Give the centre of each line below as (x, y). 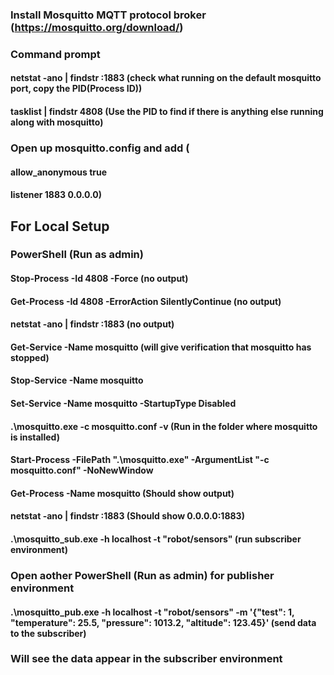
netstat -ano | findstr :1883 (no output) (92, 324)
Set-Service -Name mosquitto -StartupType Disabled (123, 404)
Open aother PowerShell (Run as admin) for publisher (142, 575)
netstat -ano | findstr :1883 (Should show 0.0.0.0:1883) (127, 516)
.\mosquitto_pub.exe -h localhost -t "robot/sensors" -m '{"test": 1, (152, 612)
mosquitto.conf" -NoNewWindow (82, 470)
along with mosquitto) (57, 122)
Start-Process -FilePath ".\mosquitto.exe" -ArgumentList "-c (140, 460)
